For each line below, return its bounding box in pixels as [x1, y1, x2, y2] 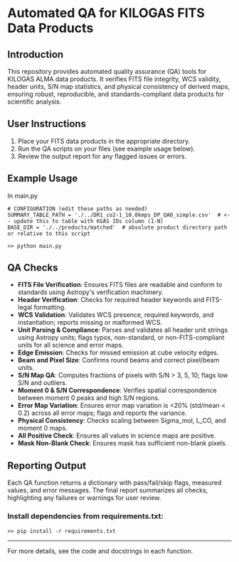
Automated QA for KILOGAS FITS [7, 5, 205, 21]
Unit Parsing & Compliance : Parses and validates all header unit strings [17, 325, 228, 335]
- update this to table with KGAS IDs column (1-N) [7, 217, 164, 225]
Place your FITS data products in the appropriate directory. [17, 136, 191, 145]
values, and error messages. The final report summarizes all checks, [7, 486, 208, 495]
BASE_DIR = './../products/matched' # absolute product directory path [7, 224, 228, 231]
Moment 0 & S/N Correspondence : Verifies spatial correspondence [17, 386, 217, 395]
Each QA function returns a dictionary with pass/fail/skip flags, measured [7, 478, 222, 487]
